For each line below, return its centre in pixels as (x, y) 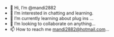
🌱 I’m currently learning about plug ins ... (52, 18)
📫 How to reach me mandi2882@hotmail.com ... (59, 29)
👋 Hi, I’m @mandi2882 (33, 8)
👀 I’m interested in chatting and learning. (51, 13)
